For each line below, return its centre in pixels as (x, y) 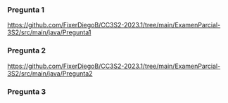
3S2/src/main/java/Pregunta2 (50, 73)
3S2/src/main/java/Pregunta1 (49, 32)
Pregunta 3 (27, 91)
